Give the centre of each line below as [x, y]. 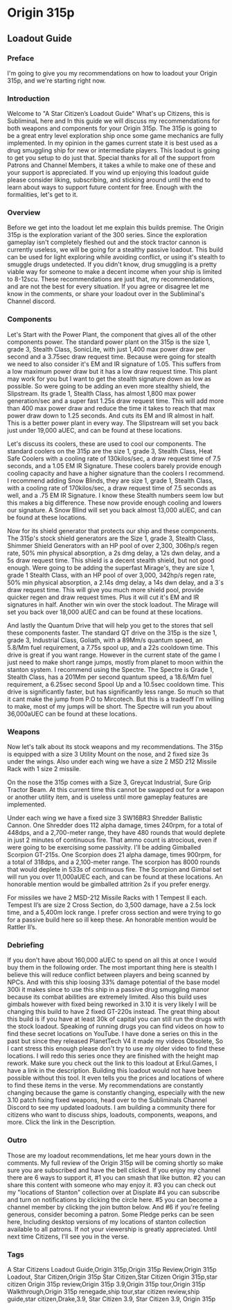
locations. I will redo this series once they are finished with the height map [113, 1056]
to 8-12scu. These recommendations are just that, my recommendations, [111, 279]
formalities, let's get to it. [43, 195]
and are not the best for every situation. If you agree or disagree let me [108, 286]
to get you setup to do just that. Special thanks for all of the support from [111, 158]
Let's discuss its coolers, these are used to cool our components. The [107, 443]
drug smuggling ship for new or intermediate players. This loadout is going [114, 150]
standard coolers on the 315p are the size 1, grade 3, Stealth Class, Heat [110, 451]
